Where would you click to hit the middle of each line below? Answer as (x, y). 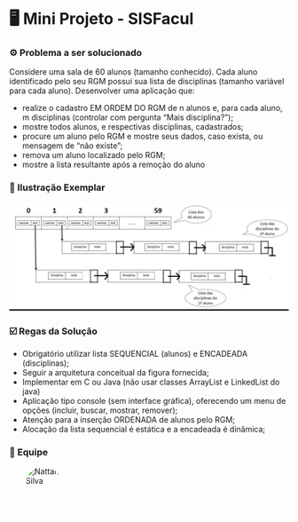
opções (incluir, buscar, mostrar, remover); (100, 410)
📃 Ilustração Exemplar (57, 187)
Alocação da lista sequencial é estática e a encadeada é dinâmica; (144, 429)
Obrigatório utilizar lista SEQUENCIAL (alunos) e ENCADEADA (135, 353)
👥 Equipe (29, 452)
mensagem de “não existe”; (72, 146)
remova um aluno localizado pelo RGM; (94, 155)
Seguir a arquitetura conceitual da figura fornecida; (116, 372)
